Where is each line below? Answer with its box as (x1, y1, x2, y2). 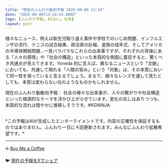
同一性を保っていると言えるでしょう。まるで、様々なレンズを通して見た (9, 73, 157, 79)
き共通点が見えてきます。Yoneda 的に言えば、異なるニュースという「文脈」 (5, 60, 161, 66)
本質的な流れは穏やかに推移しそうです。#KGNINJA (5, 102, 110, 108)
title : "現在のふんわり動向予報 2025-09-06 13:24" (5, 7, 104, 12)
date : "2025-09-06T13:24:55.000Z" (5, 12, 77, 17)
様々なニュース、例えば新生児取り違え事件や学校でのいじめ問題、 (5, 35, 141, 41)
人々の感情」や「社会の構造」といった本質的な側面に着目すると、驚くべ (13, 54, 163, 60)
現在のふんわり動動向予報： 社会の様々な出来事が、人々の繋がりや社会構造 (5, 90, 160, 96)
